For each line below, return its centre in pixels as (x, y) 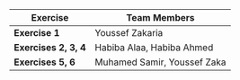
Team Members (160, 18)
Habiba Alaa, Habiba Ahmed (154, 47)
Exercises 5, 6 (45, 62)
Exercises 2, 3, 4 (50, 47)
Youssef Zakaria (129, 33)
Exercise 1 (37, 33)
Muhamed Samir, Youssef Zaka (160, 62)
